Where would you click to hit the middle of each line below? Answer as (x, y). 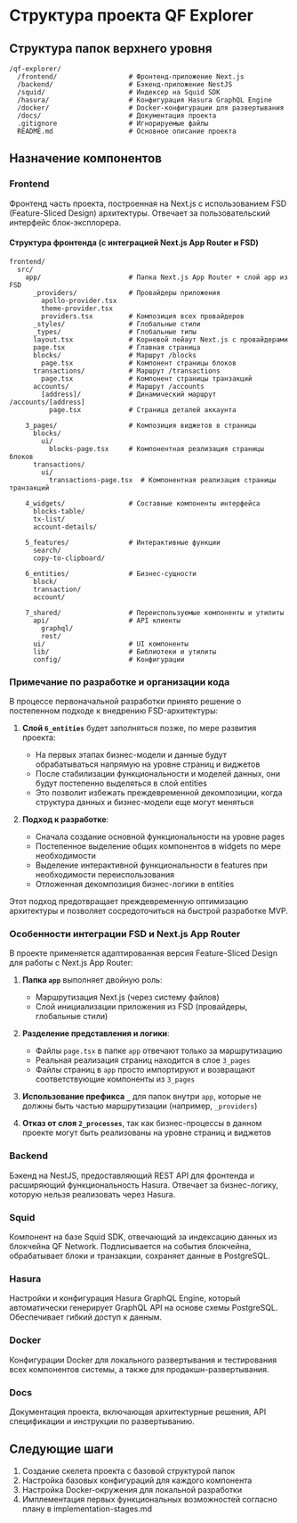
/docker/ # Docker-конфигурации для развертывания (151, 108)
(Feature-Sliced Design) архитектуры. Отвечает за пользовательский (140, 213)
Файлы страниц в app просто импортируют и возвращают (145, 1070)
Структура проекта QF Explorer (131, 16)
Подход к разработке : (65, 819)
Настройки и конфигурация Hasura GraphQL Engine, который (125, 1298)
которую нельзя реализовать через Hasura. (92, 1194)
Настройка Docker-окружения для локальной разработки (132, 1489)
